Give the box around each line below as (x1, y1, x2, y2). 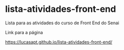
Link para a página (5, 29, 43, 35)
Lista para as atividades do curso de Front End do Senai (5, 20, 120, 26)
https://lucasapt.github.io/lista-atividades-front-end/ (5, 39, 113, 45)
